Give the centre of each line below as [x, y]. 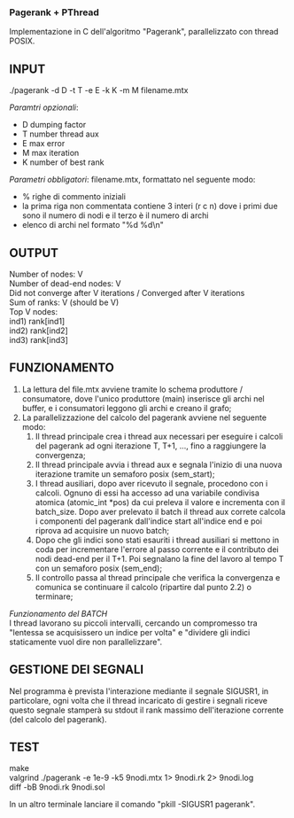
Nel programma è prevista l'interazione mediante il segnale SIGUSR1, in [139, 691]
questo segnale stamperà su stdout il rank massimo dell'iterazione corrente [147, 710]
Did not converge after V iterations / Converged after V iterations [127, 292]
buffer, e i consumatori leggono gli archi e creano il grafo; [127, 408]
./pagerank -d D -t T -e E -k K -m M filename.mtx [99, 90]
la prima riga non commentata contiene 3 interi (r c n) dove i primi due [150, 206]
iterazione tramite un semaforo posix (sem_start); [125, 474]
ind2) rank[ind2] [39, 331]
